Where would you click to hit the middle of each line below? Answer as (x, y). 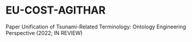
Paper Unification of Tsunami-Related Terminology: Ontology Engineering (96, 27)
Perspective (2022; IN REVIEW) (44, 33)
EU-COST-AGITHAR (55, 10)
